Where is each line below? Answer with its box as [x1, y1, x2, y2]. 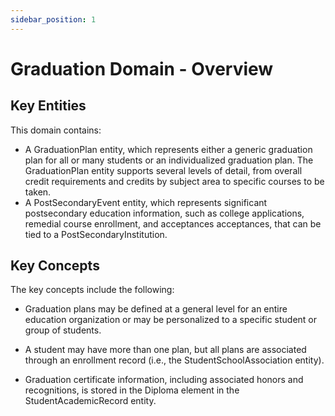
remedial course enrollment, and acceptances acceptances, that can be [24, 217, 322, 230]
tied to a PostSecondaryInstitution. [24, 228, 168, 240]
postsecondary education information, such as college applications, [24, 207, 305, 219]
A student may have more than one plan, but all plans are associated [24, 344, 307, 356]
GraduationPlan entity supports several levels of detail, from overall [24, 164, 303, 176]
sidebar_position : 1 [10, 14, 97, 25]
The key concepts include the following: [10, 284, 175, 296]
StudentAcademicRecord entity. [24, 395, 157, 407]
